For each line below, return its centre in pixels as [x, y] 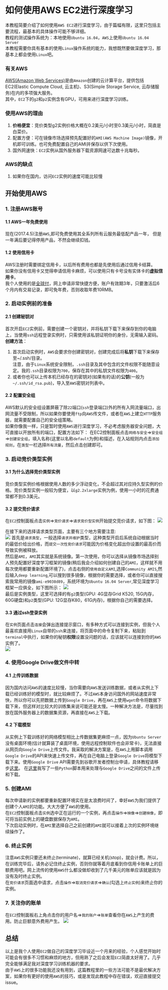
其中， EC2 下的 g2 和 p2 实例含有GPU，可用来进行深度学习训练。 [68, 99]
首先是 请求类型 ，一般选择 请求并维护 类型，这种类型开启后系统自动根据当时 [85, 538]
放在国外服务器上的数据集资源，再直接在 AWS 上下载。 [59, 712]
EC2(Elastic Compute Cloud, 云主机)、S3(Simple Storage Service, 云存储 [80, 87]
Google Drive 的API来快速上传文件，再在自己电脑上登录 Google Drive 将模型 [82, 756]
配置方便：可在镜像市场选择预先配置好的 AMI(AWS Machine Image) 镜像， [85, 137]
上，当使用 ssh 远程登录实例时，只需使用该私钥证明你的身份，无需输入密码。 [83, 335]
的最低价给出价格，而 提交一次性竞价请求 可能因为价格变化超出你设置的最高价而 [83, 544]
